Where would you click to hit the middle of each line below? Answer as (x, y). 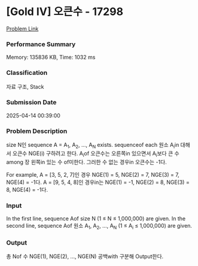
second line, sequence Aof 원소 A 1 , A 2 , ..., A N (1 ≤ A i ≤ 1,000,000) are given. (99, 226)
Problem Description (37, 131)
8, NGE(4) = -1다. (27, 189)
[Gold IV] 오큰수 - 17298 (65, 12)
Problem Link (22, 28)
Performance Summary (41, 44)
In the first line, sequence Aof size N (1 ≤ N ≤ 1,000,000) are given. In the (96, 219)
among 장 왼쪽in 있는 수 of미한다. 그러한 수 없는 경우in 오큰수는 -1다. (87, 162)
